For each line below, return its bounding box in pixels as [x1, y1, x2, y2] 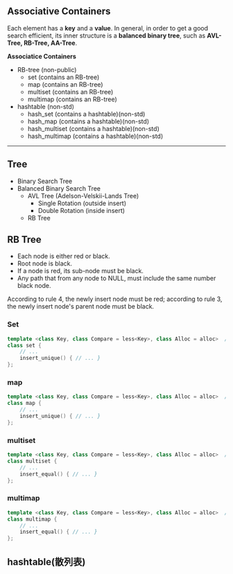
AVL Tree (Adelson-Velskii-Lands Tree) [27, 191, 139, 200]
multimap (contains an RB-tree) [27, 95, 118, 103]
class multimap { [7, 516, 58, 523]
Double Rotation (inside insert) [37, 206, 126, 214]
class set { [7, 342, 42, 349]
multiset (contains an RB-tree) [27, 87, 114, 96]
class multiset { [7, 458, 58, 464]
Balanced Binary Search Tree [17, 184, 101, 193]
